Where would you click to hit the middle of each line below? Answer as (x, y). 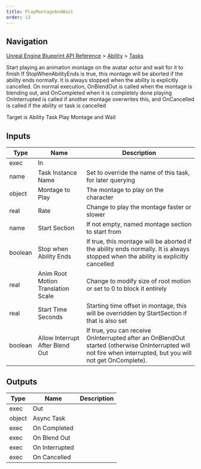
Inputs (19, 136)
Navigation (27, 42)
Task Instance (57, 173)
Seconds (50, 317)
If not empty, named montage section (139, 224)
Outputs (22, 381)
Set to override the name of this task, (138, 173)
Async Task (49, 418)
